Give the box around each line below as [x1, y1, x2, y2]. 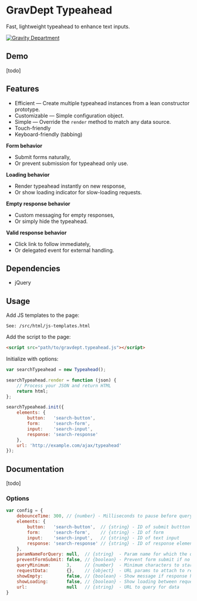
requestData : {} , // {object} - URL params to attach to [16, 568, 185, 574]
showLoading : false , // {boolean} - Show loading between [16, 579, 177, 585]
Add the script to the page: [6, 333, 72, 340]
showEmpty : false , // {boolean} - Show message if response [16, 573, 188, 579]
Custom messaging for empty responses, [14, 211, 115, 218]
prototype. [14, 106, 40, 113]
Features [6, 84, 39, 94]
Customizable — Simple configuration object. [14, 112, 124, 119]
